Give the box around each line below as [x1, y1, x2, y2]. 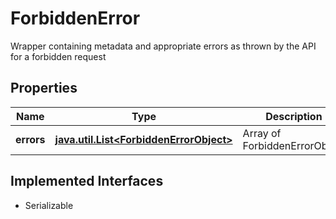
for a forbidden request [10, 50, 107, 62]
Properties [10, 80, 78, 97]
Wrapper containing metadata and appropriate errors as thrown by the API [10, 40, 317, 52]
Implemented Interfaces [10, 173, 164, 190]
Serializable [24, 199, 74, 211]
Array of [242, 126, 282, 140]
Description [265, 109, 323, 123]
